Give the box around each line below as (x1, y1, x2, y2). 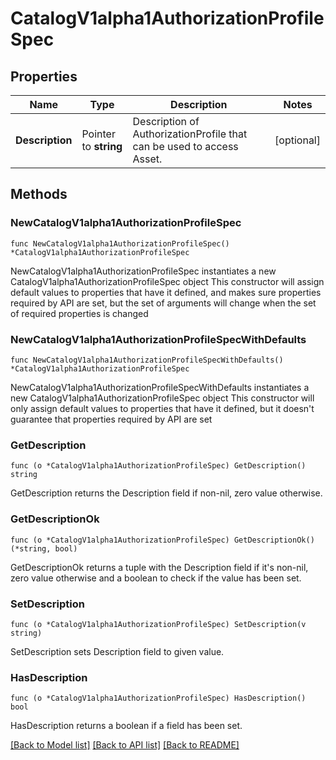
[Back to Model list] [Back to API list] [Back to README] (10, 739, 240, 751)
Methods (10, 186, 68, 203)
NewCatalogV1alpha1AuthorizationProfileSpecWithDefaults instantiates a (10, 381, 310, 393)
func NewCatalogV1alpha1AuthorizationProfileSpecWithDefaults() (10, 355, 284, 365)
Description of (132, 115, 200, 128)
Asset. (132, 152, 163, 166)
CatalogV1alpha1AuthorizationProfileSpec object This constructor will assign (10, 275, 325, 287)
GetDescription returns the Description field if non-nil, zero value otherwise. (10, 487, 323, 499)
